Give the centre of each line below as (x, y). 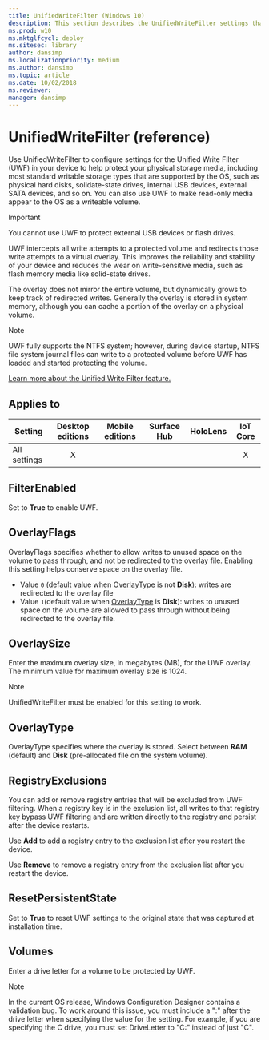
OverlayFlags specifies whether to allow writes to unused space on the (125, 552)
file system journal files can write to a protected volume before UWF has (128, 355)
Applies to (34, 404)
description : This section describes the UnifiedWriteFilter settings (128, 23)
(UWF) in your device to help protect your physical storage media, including (133, 168)
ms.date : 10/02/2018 (43, 82)
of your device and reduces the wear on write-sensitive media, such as (126, 266)
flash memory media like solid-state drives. (79, 274)
